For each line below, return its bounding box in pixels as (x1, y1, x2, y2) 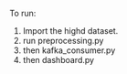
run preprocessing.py (22, 36, 104, 46)
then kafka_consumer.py (22, 45, 116, 56)
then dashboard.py (22, 55, 94, 65)
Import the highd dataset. (22, 26, 119, 36)
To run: (9, 8, 37, 18)
